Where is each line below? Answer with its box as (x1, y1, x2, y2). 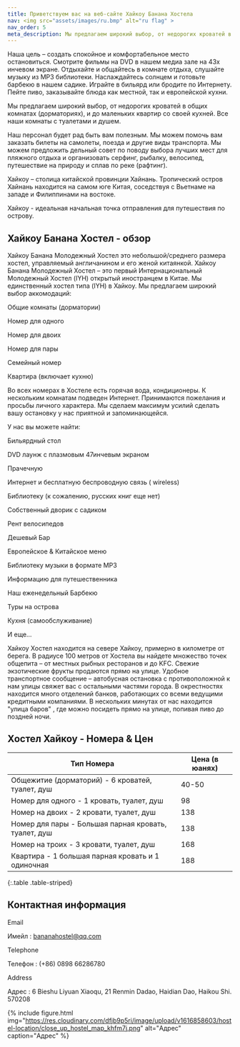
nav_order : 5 (7, 24, 46, 31)
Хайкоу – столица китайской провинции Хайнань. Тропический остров (7, 175, 224, 184)
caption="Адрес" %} (7, 1031, 69, 1040)
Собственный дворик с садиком (7, 506, 107, 514)
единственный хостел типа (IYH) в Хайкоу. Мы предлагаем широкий (7, 281, 216, 290)
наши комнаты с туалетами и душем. (7, 117, 121, 126)
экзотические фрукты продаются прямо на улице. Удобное (7, 667, 189, 676)
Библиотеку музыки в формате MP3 (7, 561, 118, 570)
